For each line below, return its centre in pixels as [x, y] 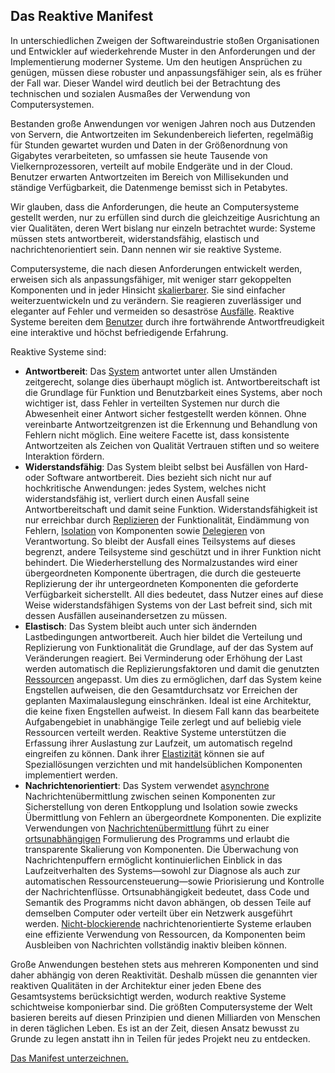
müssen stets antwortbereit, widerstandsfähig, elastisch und [135, 238]
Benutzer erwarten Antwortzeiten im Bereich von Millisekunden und [149, 176]
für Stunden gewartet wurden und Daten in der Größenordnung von [149, 145]
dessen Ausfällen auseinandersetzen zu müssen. [126, 615]
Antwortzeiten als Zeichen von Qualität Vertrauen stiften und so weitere [172, 445]
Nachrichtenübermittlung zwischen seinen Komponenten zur [150, 796]
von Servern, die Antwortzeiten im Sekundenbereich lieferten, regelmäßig [162, 134]
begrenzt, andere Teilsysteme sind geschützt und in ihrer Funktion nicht [173, 551]
